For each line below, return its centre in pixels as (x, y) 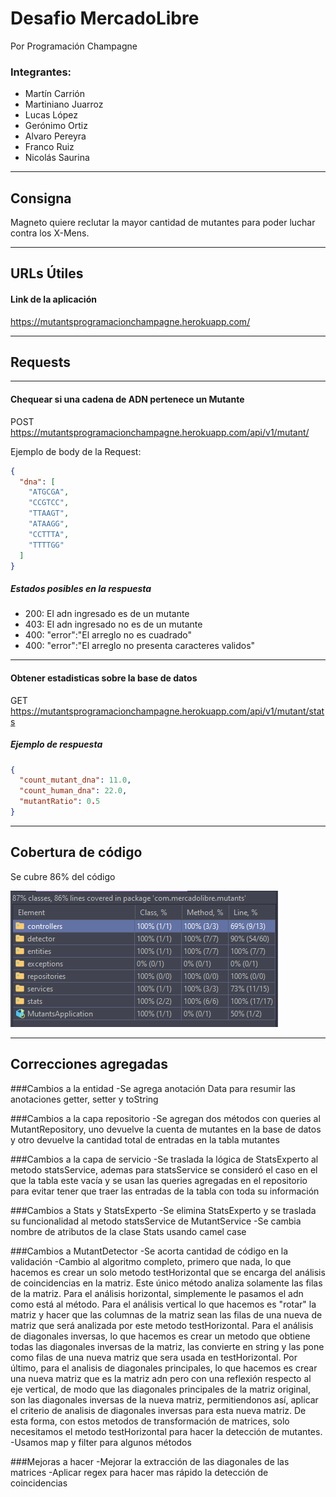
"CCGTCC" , (49, 503)
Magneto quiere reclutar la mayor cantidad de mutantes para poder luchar (163, 223)
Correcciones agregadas (89, 1064)
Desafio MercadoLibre (105, 18)
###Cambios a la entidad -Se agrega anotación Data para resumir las (153, 1088)
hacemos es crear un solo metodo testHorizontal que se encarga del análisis (168, 1272)
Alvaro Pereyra (55, 136)
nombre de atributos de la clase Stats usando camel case (128, 1231)
